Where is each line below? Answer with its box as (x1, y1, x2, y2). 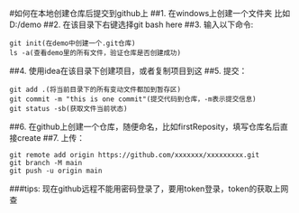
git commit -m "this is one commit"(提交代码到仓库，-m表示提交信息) (9, 95, 257, 104)
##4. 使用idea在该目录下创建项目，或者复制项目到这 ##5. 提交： (9, 66, 248, 76)
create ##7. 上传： (16, 133, 86, 143)
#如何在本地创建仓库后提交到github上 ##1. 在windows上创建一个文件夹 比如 (9, 8, 291, 18)
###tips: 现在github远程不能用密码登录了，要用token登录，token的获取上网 (9, 183, 289, 194)
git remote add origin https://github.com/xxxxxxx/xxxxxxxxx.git (9, 151, 259, 160)
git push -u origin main (9, 166, 103, 175)
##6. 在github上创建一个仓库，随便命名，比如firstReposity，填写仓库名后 (9, 121, 281, 132)
